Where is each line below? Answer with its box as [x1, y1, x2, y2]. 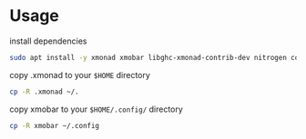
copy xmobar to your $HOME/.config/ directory [9, 104, 184, 114]
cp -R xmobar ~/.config [9, 121, 100, 130]
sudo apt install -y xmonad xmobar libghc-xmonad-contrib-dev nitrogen [9, 53, 287, 62]
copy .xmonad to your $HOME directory [9, 69, 150, 80]
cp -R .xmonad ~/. [9, 87, 79, 96]
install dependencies [9, 35, 87, 46]
